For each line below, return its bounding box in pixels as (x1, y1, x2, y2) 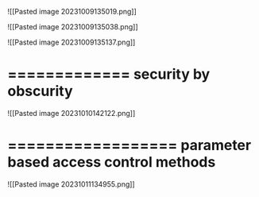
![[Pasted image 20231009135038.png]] (7, 22, 138, 31)
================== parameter (7, 137, 252, 154)
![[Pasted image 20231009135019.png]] (7, 7, 137, 16)
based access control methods (7, 153, 216, 172)
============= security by (7, 65, 211, 83)
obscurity (7, 83, 73, 100)
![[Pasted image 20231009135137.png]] (7, 37, 136, 47)
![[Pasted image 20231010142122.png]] (7, 108, 136, 118)
